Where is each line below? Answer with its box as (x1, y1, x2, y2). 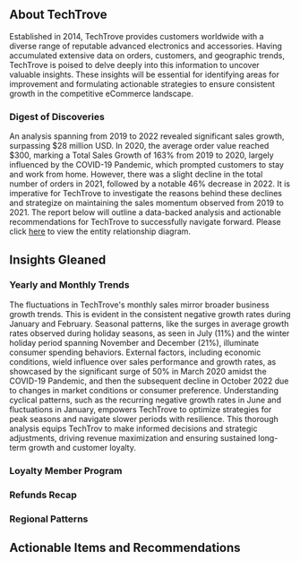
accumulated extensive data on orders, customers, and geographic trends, (9, 49, 285, 61)
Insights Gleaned (9, 252, 107, 267)
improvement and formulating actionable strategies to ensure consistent (9, 78, 276, 89)
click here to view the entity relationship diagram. (9, 226, 191, 237)
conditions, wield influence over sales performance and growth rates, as (9, 356, 277, 367)
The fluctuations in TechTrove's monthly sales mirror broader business (9, 299, 270, 310)
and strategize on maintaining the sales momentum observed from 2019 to (9, 197, 284, 209)
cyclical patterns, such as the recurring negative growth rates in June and (9, 394, 282, 405)
